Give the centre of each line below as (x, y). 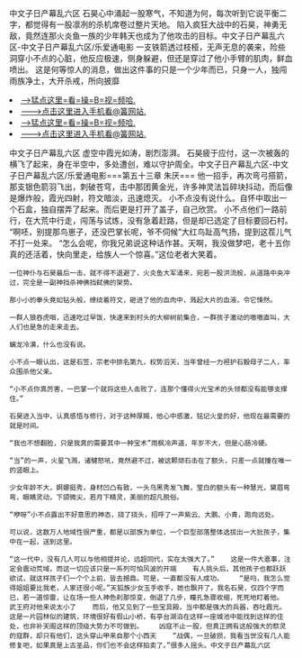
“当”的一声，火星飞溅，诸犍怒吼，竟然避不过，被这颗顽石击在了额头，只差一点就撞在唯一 (151, 461)
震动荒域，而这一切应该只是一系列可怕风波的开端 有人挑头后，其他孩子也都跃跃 (154, 569)
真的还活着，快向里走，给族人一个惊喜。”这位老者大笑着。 (115, 254)
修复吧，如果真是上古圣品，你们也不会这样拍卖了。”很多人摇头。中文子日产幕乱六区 (140, 645)
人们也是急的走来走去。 (46, 327)
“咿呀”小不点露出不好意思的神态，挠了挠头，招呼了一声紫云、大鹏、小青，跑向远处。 (144, 515)
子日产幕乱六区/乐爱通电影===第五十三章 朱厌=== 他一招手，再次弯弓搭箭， (151, 175)
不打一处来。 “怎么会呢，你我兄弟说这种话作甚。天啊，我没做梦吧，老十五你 (150, 243)
